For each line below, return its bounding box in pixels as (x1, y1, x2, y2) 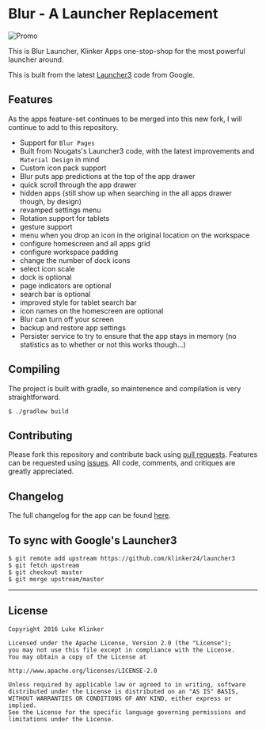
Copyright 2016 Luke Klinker (8, 625, 104, 633)
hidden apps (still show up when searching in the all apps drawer (19, 188, 232, 198)
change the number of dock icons (19, 255, 131, 265)
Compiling (8, 363, 61, 376)
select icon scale (19, 264, 75, 273)
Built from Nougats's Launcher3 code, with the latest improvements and (19, 146, 255, 155)
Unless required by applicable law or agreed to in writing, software (8, 680, 246, 689)
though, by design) (19, 196, 82, 206)
